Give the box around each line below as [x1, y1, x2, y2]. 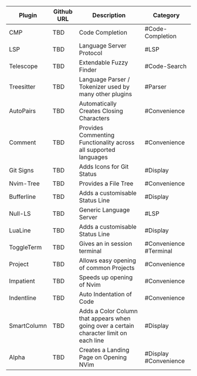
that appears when [79, 314, 131, 322]
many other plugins [79, 90, 133, 98]
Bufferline [9, 193, 36, 201]
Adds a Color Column [79, 307, 138, 315]
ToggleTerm [9, 243, 42, 251]
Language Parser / [79, 76, 130, 83]
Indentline [9, 294, 37, 302]
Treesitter [9, 83, 36, 90]
